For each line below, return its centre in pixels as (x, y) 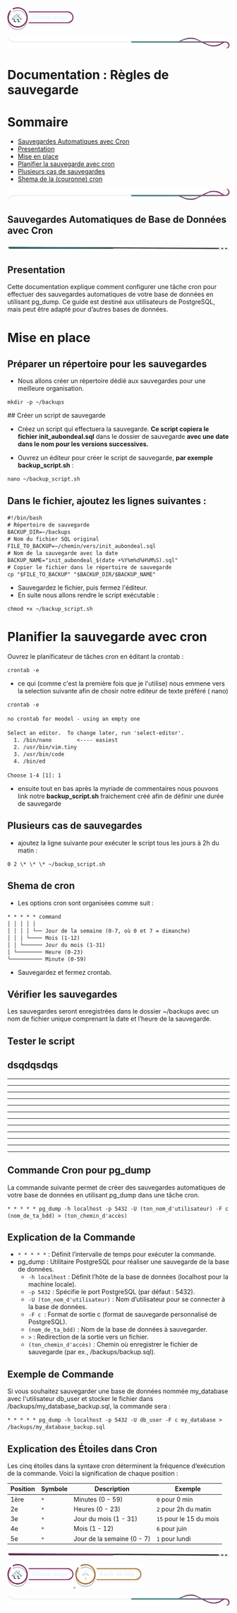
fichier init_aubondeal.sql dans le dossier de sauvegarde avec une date (123, 437)
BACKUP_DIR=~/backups (39, 532)
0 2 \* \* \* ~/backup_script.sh (56, 864)
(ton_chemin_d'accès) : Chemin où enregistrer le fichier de (113, 1344)
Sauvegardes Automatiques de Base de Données (117, 219)
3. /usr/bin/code (39, 755)
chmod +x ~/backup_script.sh (50, 609)
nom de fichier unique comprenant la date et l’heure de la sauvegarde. (109, 1019)
